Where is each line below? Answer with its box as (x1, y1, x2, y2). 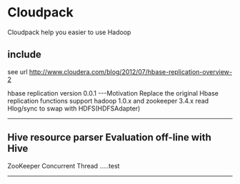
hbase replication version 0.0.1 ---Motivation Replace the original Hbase (7, 88, 219, 97)
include (7, 48, 41, 61)
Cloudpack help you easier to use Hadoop (7, 28, 131, 36)
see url (7, 67, 28, 76)
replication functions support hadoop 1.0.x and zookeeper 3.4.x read (7, 96, 209, 105)
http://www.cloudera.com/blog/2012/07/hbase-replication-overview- (29, 67, 232, 76)
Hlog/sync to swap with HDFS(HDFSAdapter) (7, 104, 141, 113)
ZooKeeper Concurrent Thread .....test (7, 161, 120, 170)
